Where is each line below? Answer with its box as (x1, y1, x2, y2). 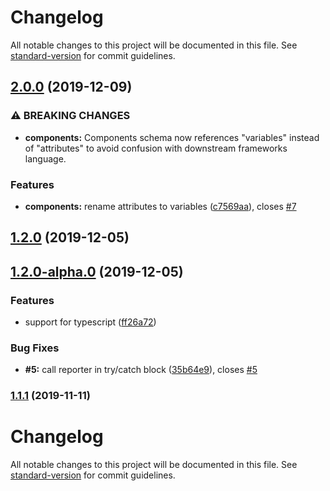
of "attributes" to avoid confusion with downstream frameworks (24, 142, 288, 154)
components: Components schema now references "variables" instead (24, 131, 320, 143)
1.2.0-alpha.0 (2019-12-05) (10, 263, 184, 280)
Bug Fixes (10, 341, 60, 355)
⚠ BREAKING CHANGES (10, 109, 131, 123)
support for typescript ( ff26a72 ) (24, 316, 157, 328)
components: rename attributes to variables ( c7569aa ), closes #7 (24, 200, 297, 212)
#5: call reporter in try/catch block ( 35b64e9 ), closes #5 (24, 364, 258, 376)
